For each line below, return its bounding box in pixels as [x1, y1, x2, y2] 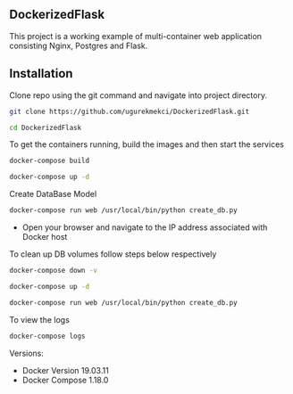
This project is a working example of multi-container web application [9, 30, 262, 41]
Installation [9, 66, 73, 81]
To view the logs [9, 314, 70, 324]
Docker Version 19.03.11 [21, 365, 109, 375]
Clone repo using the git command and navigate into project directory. [9, 89, 268, 101]
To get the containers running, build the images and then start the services [9, 139, 284, 150]
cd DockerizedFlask [9, 123, 82, 132]
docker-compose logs [9, 332, 87, 341]
